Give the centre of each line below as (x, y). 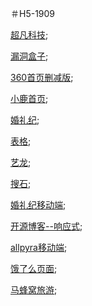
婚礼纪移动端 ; (38, 205)
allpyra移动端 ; (39, 247)
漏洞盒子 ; (29, 56)
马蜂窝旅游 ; (34, 290)
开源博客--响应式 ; (46, 226)
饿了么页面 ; (34, 268)
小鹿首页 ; (29, 98)
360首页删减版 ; (42, 77)
